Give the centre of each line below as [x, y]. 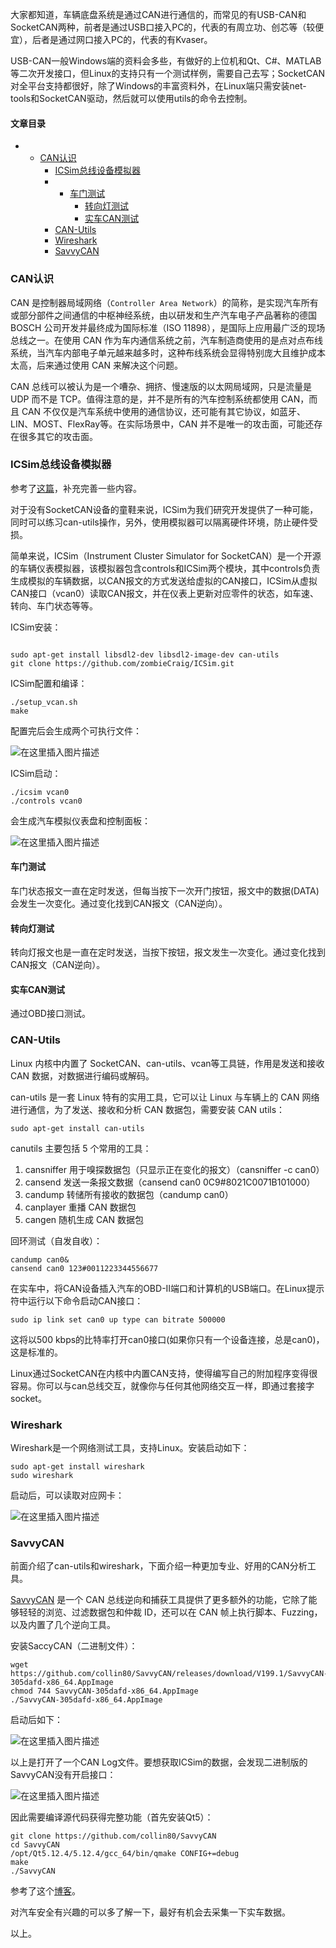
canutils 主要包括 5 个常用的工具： [81, 1148]
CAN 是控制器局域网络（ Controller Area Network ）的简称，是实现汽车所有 [164, 302]
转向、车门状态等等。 [54, 605]
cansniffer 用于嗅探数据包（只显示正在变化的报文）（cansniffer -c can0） [174, 1169]
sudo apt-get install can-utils [77, 1128]
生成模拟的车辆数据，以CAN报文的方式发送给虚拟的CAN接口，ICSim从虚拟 [164, 580]
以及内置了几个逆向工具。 [63, 1625]
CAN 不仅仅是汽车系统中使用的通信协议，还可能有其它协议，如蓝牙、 [164, 411]
